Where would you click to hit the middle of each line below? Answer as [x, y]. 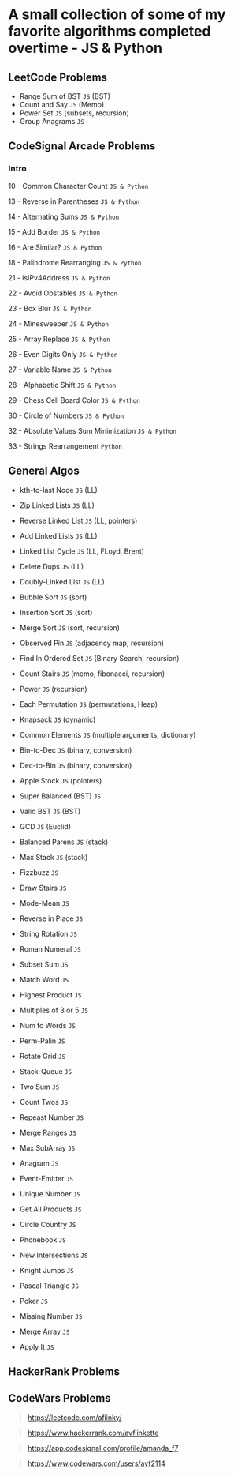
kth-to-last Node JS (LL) [59, 490]
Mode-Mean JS [44, 903]
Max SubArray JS [47, 1147]
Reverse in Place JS [51, 918]
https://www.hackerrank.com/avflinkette [93, 1433]
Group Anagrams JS [52, 121]
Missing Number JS [51, 1316]
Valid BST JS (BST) [50, 811]
